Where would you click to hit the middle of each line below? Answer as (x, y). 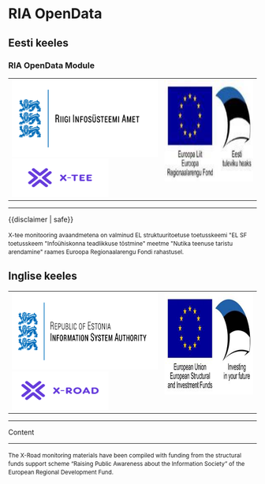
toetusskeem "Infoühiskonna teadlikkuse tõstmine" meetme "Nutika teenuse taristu (121, 244)
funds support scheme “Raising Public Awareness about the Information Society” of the (127, 464)
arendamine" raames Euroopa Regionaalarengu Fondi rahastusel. (96, 252)
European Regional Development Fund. (61, 472)
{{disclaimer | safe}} (41, 219)
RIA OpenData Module (51, 65)
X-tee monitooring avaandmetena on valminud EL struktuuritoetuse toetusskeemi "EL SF (128, 235)
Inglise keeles (43, 276)
